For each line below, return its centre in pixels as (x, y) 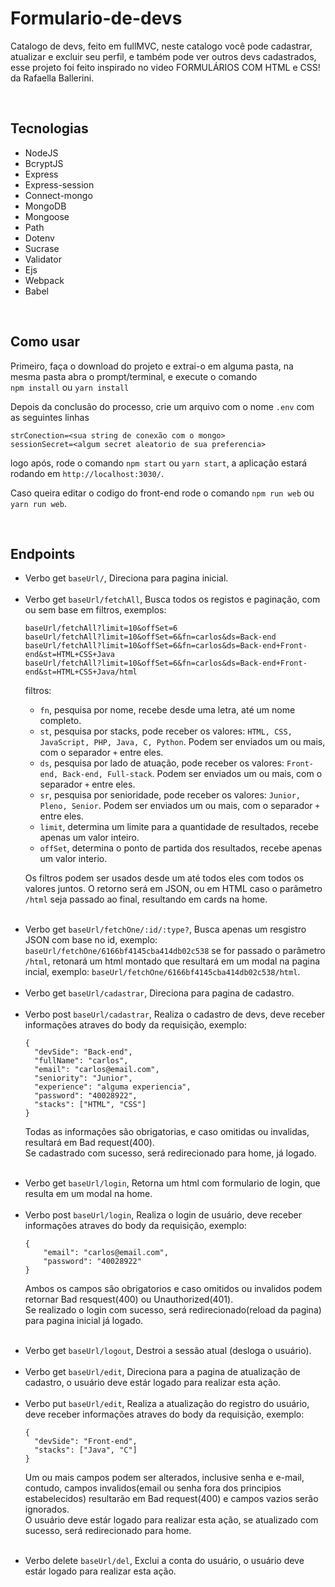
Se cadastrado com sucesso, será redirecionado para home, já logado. (170, 1153)
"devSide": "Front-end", (86, 1442)
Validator (43, 259)
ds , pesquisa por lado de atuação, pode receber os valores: (162, 763)
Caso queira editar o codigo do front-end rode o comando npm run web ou (162, 493)
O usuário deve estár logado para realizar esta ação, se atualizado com (171, 1520)
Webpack (44, 280)
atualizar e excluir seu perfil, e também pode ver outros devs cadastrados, (163, 56)
